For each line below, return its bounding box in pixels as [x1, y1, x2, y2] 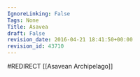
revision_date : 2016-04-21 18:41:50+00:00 [7, 36, 133, 43]
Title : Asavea [7, 23, 49, 30]
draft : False [7, 29, 45, 37]
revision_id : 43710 [7, 43, 64, 50]
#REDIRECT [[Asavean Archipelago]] [7, 62, 113, 70]
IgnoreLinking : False [7, 10, 71, 17]
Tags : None [7, 17, 39, 24]
